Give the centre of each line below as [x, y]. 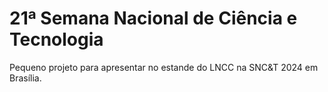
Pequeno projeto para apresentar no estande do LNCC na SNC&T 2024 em [164, 67]
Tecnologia [56, 39]
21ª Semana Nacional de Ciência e [153, 18]
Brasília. [25, 78]
